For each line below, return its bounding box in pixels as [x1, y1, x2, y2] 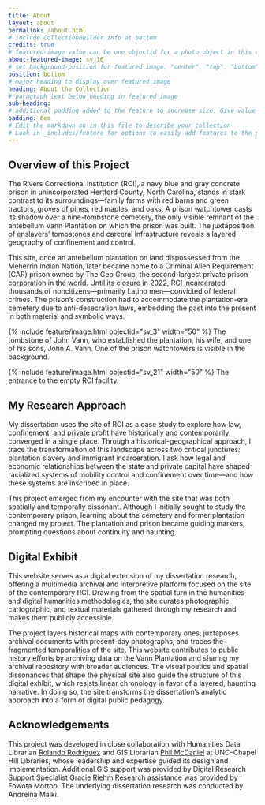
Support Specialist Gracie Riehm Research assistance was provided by [8, 773, 238, 782]
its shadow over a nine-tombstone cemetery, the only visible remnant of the [8, 212, 255, 222]
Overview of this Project [8, 159, 130, 172]
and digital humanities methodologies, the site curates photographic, [8, 597, 231, 606]
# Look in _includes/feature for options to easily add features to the [8, 129, 252, 137]
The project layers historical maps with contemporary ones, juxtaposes [8, 628, 239, 638]
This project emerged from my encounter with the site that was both [8, 494, 230, 504]
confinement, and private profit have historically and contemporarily [8, 428, 230, 438]
